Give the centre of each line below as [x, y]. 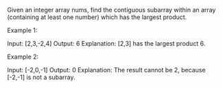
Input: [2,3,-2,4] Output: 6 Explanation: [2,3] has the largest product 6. [106, 43]
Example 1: [22, 30]
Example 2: [23, 57]
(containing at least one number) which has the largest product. [97, 17]
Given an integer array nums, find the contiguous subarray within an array [111, 10]
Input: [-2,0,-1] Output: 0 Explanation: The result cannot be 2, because [106, 70]
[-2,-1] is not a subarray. [41, 77]
